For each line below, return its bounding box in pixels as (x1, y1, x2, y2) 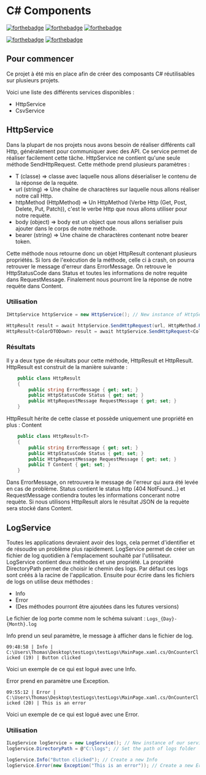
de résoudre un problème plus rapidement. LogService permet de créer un (6, 545, 195, 553)
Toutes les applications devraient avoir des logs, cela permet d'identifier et (6, 539, 195, 546)
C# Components (6, 4, 92, 18)
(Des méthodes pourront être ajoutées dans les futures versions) (15, 602, 179, 610)
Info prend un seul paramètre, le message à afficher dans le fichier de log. (6, 632, 194, 639)
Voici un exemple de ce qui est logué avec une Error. (6, 711, 139, 718)
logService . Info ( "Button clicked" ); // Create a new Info (6, 757, 158, 763)
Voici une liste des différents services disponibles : (6, 88, 135, 96)
